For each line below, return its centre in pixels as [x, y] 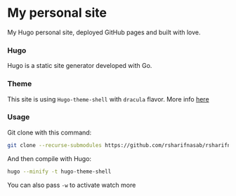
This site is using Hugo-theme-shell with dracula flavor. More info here [108, 99]
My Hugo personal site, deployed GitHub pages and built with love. [104, 32]
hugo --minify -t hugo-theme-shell [59, 171]
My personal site [57, 13]
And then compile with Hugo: [50, 158]
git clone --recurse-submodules [54, 145]
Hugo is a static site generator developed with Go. [80, 66]
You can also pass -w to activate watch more [72, 185]
